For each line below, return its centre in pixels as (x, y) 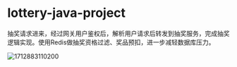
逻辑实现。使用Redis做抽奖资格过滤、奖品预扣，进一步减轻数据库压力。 (111, 42)
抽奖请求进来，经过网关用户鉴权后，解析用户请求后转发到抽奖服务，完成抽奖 (119, 33)
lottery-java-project (66, 13)
